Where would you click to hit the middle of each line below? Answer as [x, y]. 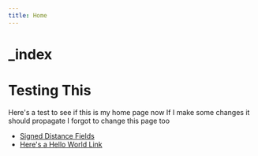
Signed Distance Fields [57, 136]
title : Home [28, 15]
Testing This [50, 91]
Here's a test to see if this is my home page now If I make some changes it [129, 112]
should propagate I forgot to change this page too [89, 121]
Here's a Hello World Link [61, 144]
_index [30, 54]
